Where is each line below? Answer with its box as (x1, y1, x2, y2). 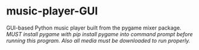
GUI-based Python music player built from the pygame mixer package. (6, 24, 182, 31)
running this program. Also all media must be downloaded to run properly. (6, 37, 191, 44)
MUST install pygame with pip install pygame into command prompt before (6, 30, 193, 37)
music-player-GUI (6, 4, 98, 18)
